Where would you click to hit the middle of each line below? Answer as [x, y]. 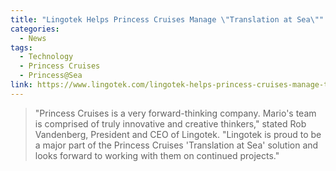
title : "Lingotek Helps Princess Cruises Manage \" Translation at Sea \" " [167, 19]
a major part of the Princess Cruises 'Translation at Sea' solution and [176, 145]
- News [33, 38]
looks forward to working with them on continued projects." [157, 155]
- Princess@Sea [51, 76]
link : [21, 85]
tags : [21, 47]
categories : [35, 29]
